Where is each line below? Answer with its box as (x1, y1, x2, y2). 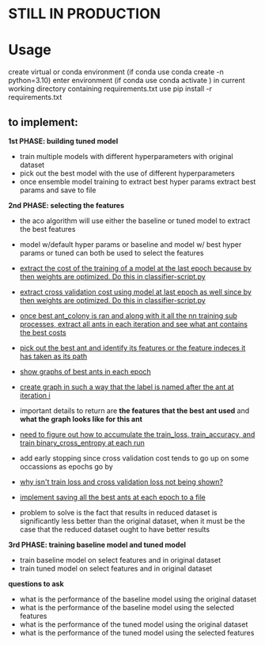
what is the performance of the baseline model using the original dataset (19, 594, 257, 604)
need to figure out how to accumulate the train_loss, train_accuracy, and (19, 429, 256, 439)
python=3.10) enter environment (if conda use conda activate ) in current (8, 76, 245, 85)
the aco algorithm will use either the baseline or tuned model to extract (19, 215, 251, 226)
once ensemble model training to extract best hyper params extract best (19, 176, 256, 186)
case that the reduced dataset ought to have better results (19, 524, 210, 534)
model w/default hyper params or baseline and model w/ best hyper (19, 239, 242, 249)
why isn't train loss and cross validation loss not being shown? (19, 476, 224, 487)
